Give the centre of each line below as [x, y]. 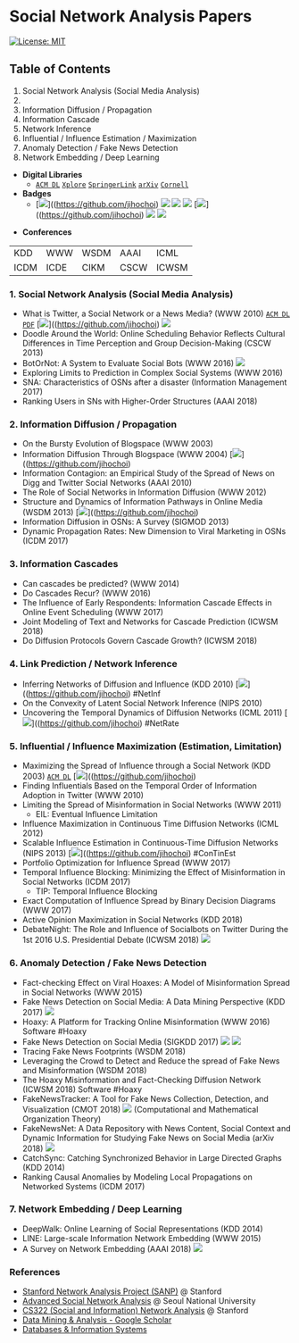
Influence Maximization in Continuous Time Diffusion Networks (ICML [150, 824]
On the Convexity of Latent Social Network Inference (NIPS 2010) [142, 703]
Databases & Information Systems [84, 1330]
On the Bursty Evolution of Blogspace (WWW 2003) [118, 444]
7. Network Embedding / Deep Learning [96, 1209]
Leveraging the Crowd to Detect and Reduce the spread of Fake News [151, 1061]
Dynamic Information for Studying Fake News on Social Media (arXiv [148, 1138]
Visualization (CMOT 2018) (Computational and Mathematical [140, 1109]
